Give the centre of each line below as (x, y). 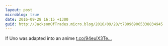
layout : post (19, 10)
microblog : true (22, 15)
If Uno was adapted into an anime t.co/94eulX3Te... (59, 38)
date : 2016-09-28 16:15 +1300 (37, 19)
